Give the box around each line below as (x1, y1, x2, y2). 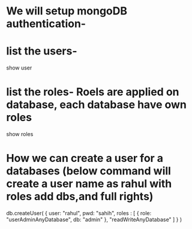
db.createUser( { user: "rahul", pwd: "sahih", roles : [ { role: (6, 210, 152, 216)
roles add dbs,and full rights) (6, 190, 154, 203)
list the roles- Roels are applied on (6, 85, 179, 99)
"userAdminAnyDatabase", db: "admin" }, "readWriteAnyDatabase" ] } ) (6, 216, 182, 223)
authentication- (6, 17, 86, 31)
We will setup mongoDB (6, 4, 128, 18)
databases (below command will (6, 164, 171, 178)
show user (6, 64, 32, 71)
